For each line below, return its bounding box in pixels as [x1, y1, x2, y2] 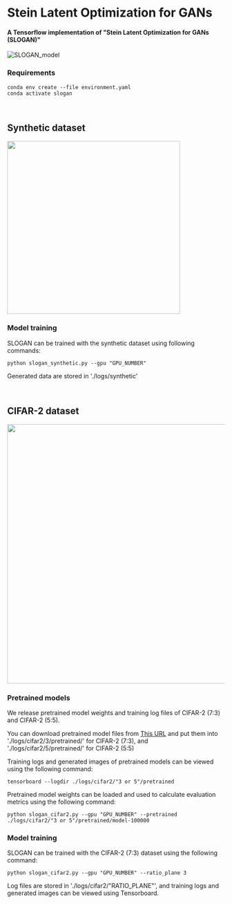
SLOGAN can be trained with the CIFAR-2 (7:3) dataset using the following [7, 849, 217, 857]
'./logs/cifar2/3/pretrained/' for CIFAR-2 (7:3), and [7, 737, 148, 745]
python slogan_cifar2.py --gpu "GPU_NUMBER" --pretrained [7, 811, 177, 818]
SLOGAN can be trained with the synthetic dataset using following [7, 339, 195, 347]
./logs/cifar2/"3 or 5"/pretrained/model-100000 [7, 817, 150, 824]
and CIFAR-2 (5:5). [7, 716, 60, 724]
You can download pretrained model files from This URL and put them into [7, 729, 218, 737]
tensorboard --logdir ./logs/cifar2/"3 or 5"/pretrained [7, 778, 175, 785]
